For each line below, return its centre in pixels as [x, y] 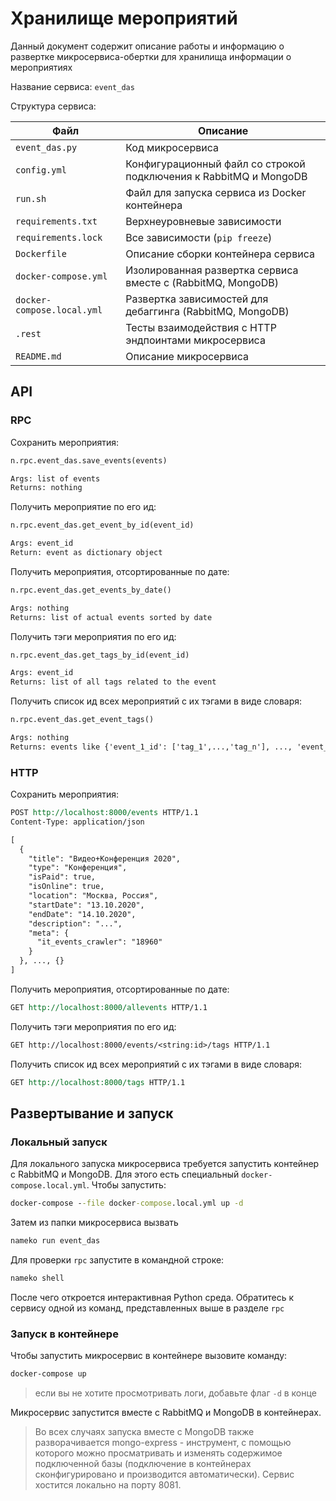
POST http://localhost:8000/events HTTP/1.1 [104, 813]
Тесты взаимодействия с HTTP [201, 327]
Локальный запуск [59, 1142]
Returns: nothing [46, 488]
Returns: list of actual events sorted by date [111, 617]
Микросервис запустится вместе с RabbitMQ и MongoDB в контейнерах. [166, 1413]
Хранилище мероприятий [124, 18]
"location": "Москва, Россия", [93, 896]
